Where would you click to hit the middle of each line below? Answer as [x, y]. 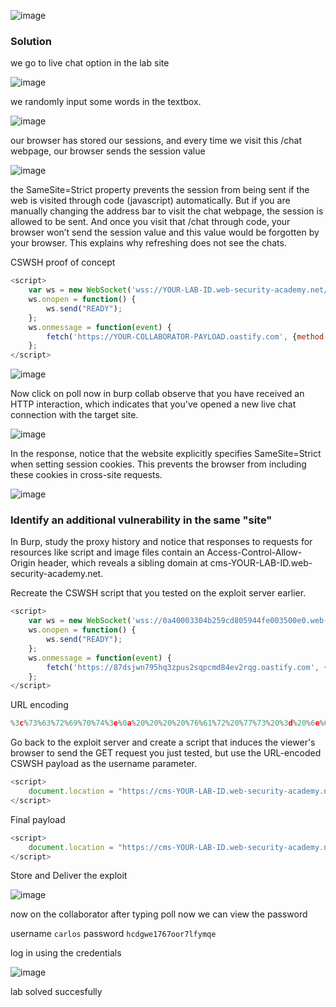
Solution [31, 41]
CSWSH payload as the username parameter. [104, 764]
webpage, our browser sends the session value [108, 151]
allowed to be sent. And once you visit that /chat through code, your [150, 222]
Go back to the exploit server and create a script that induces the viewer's [163, 742]
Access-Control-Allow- [254, 552]
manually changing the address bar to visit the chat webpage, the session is [167, 211]
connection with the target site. [74, 415]
